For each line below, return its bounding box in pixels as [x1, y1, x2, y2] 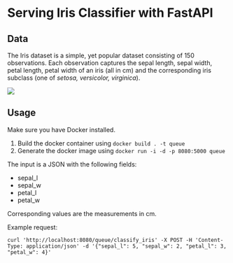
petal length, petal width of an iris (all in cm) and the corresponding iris [7, 66, 212, 74]
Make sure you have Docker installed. [7, 125, 115, 134]
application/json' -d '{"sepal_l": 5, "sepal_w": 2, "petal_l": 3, [25, 243, 227, 250]
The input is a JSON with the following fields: [7, 159, 137, 169]
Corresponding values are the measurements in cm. [7, 209, 157, 218]
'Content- [195, 236, 224, 243]
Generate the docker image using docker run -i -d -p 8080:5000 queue [17, 146, 225, 155]
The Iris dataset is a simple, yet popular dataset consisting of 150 [7, 51, 195, 59]
